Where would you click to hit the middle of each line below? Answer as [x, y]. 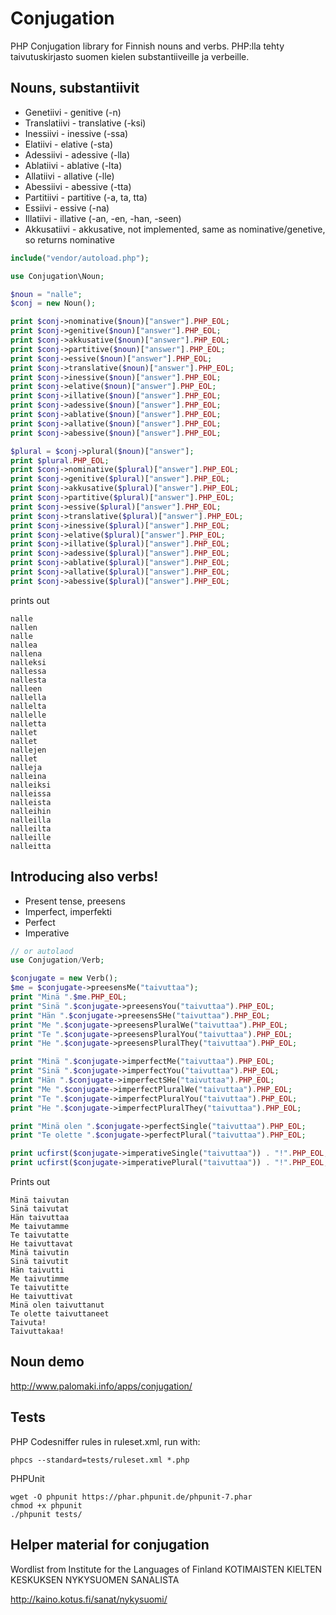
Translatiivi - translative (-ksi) [85, 123]
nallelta [28, 706]
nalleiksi [31, 785]
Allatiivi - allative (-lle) [69, 176]
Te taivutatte [40, 1235]
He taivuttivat [42, 1297]
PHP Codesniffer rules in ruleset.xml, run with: [105, 1441]
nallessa [28, 671]
